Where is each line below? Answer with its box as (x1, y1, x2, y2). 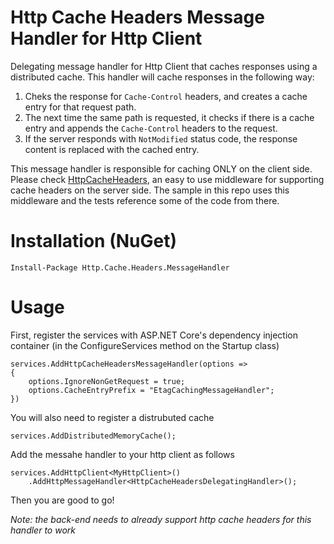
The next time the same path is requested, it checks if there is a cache (24, 111, 315, 123)
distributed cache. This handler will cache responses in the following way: (10, 71, 315, 83)
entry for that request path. (24, 101, 137, 113)
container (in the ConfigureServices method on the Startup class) (10, 339, 280, 351)
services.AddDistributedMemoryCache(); (10, 431, 177, 441)
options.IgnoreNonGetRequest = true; (28, 376, 186, 386)
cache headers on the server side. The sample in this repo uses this (10, 184, 290, 196)
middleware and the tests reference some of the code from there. (10, 194, 280, 206)
